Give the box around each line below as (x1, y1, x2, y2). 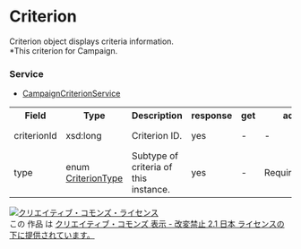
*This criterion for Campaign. (9, 45, 118, 56)
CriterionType (65, 172, 124, 185)
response (191, 109, 233, 122)
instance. (131, 184, 170, 196)
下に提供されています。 (9, 230, 96, 241)
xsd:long (65, 130, 102, 142)
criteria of (131, 161, 173, 174)
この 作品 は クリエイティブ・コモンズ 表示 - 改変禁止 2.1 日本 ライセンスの (9, 219, 285, 229)
